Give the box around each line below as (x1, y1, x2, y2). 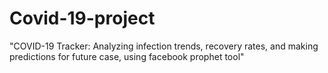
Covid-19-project (9, 7, 156, 30)
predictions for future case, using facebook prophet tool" (9, 50, 245, 62)
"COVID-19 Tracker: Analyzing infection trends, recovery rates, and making (9, 40, 319, 52)
